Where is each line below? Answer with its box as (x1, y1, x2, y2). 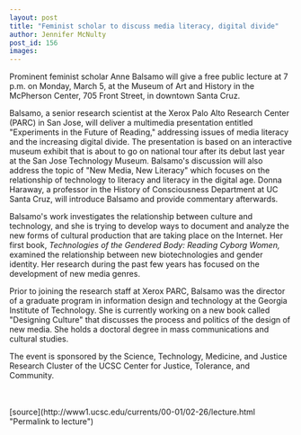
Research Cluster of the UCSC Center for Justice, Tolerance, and (9, 360, 250, 371)
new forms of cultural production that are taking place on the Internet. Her (9, 230, 283, 241)
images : (9, 47, 39, 56)
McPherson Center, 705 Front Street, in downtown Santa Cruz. (9, 91, 241, 102)
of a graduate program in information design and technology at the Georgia (9, 296, 288, 306)
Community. (9, 370, 55, 381)
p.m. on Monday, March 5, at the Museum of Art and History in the (9, 81, 254, 92)
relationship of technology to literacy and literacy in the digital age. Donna (9, 174, 283, 185)
